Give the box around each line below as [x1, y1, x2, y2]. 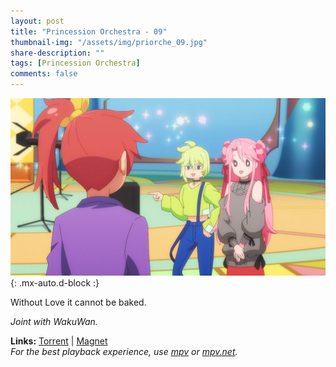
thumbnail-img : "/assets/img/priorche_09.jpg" [10, 37, 208, 47]
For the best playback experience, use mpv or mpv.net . [10, 345, 238, 357]
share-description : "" [10, 48, 105, 58]
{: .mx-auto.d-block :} [10, 276, 100, 289]
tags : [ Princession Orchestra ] [10, 58, 141, 69]
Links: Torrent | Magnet [10, 335, 108, 347]
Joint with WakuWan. [10, 315, 98, 327]
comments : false [10, 69, 78, 79]
